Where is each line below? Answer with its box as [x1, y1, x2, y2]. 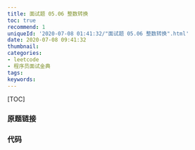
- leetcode [7, 56, 39, 63]
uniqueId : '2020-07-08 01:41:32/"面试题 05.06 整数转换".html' [7, 30, 189, 37]
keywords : [7, 75, 37, 83]
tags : [7, 69, 23, 76]
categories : [7, 50, 42, 57]
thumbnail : [7, 43, 39, 50]
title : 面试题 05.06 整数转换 [7, 10, 89, 18]
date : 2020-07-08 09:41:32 [7, 37, 87, 44]
